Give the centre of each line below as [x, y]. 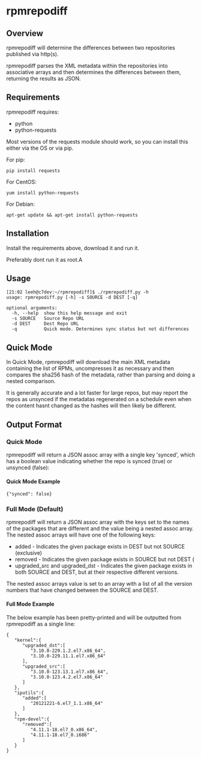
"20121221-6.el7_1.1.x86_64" [67, 703]
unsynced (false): [28, 467]
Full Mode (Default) [35, 509]
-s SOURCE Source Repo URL [48, 319]
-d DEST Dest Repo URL [45, 324]
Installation [28, 234]
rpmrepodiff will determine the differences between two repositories [91, 48]
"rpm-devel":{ [32, 719]
